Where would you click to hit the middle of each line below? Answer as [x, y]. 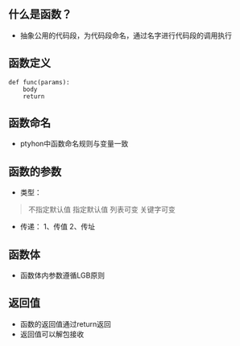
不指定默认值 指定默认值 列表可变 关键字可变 [101, 210]
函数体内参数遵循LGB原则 [62, 275]
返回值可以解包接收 [52, 334]
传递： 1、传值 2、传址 [57, 227]
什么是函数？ [40, 14]
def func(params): [39, 82]
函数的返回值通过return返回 [65, 323]
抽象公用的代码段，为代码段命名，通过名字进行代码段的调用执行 [126, 35]
